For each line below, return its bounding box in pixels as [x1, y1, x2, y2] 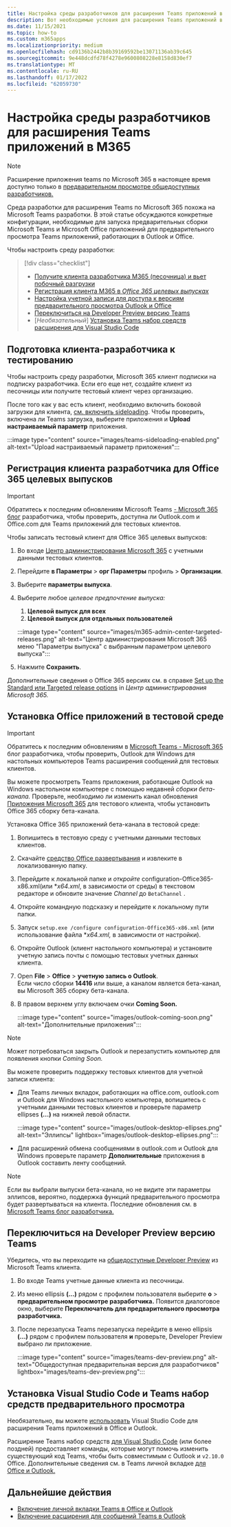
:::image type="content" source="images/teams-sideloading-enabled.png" [7, 436, 220, 443]
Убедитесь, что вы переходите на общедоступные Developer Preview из [7, 1256, 219, 1264]
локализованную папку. [16, 861, 88, 870]
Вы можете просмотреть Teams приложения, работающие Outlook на [7, 778, 213, 786]
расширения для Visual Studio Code [34, 324, 140, 332]
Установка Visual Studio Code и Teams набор [7, 1387, 210, 1399]
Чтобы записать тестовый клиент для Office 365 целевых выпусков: [7, 533, 208, 541]
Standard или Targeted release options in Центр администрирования [7, 683, 207, 692]
